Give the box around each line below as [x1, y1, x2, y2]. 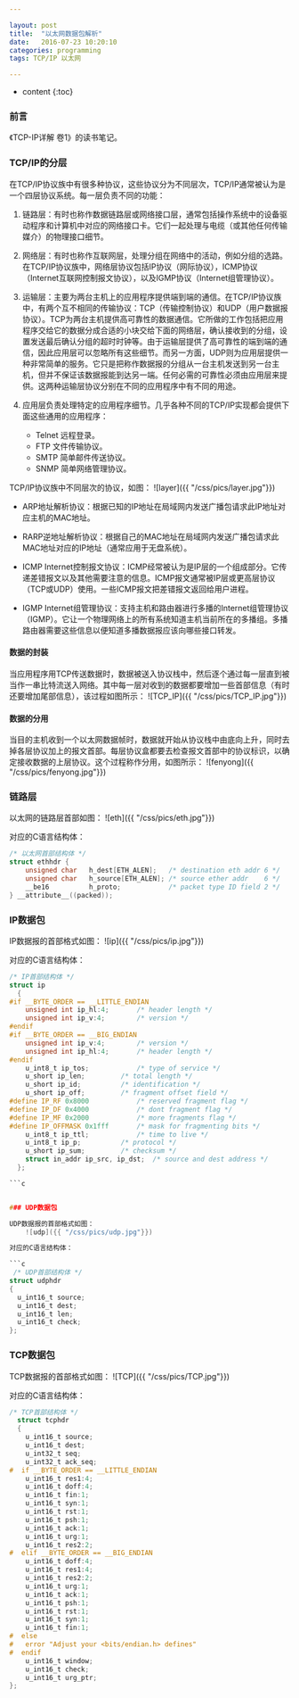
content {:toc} [21, 87, 74, 97]
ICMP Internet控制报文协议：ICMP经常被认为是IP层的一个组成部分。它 [21, 561, 279, 572]
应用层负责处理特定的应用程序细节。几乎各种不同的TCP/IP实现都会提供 [21, 399, 282, 410]
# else [9, 1632, 38, 1641]
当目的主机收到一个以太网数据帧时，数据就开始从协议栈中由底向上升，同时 [9, 734, 282, 745]
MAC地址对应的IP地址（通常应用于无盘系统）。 [21, 542, 192, 553]
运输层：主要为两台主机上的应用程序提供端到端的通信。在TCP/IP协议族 [21, 291, 282, 302]
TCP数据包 [9, 1349, 56, 1362]
